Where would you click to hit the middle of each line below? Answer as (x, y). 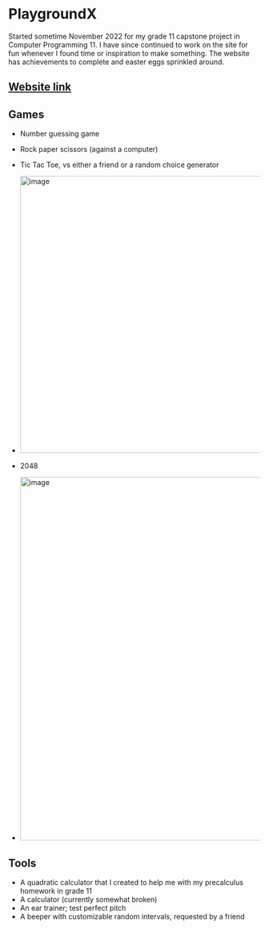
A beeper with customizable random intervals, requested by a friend (132, 916)
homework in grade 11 (56, 890)
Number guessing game (60, 134)
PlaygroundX (53, 14)
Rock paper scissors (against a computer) (89, 149)
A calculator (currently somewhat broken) (88, 899)
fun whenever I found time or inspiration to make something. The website (129, 53)
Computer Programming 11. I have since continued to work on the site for (128, 44)
